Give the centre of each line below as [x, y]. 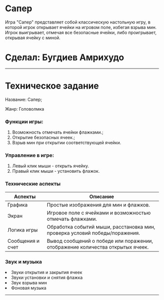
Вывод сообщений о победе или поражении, [100, 241]
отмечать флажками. [72, 219]
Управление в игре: [30, 156]
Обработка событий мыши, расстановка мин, [101, 227]
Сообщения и [24, 241]
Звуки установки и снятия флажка [47, 277]
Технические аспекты [33, 184]
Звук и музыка [24, 261]
